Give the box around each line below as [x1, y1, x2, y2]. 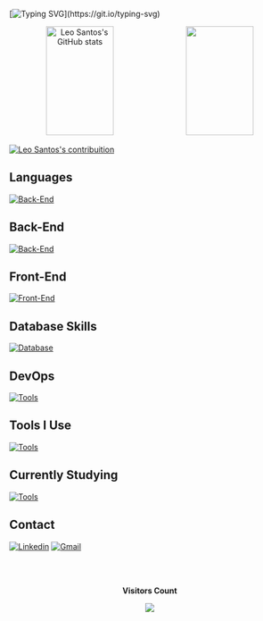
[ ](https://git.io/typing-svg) [9, 9, 160, 19]
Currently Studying [9, 467, 119, 483]
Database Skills [9, 318, 97, 334]
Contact [9, 517, 55, 533]
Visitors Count [122, 585, 177, 596]
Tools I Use [9, 418, 72, 433]
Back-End [9, 220, 65, 235]
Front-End [9, 269, 67, 285]
